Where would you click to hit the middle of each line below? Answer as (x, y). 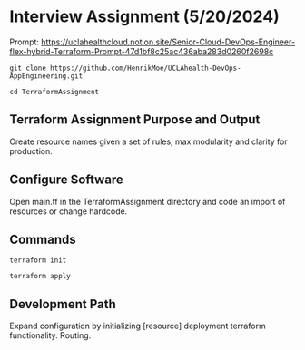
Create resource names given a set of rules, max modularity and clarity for (148, 141)
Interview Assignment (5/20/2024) (144, 17)
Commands (43, 239)
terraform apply (40, 277)
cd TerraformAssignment (54, 92)
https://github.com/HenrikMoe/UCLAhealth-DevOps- (146, 68)
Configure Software (67, 180)
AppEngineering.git (46, 76)
